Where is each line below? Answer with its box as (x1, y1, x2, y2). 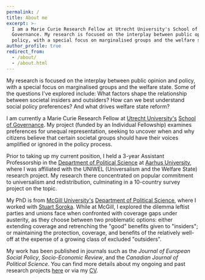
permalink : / (6, 9, 40, 15)
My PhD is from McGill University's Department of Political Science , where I (6, 196, 196, 204)
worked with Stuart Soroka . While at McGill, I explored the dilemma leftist (6, 203, 190, 210)
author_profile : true (6, 43, 62, 49)
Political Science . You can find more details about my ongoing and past (6, 260, 185, 267)
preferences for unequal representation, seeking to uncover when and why (6, 127, 195, 135)
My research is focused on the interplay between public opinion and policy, (6, 77, 195, 84)
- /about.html (12, 60, 48, 66)
